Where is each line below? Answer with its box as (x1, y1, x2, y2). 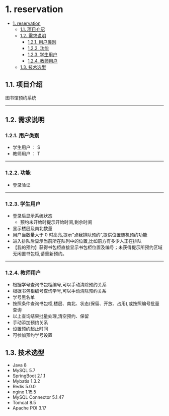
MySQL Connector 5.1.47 (12, 394, 64, 400)
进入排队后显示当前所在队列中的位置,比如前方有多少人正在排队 (12, 238, 142, 244)
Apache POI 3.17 (12, 405, 47, 411)
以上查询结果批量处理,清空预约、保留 (12, 313, 89, 319)
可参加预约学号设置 (12, 332, 53, 338)
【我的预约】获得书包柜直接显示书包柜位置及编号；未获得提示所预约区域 (12, 244, 162, 250)
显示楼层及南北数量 (12, 226, 53, 232)
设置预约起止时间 (12, 326, 48, 332)
